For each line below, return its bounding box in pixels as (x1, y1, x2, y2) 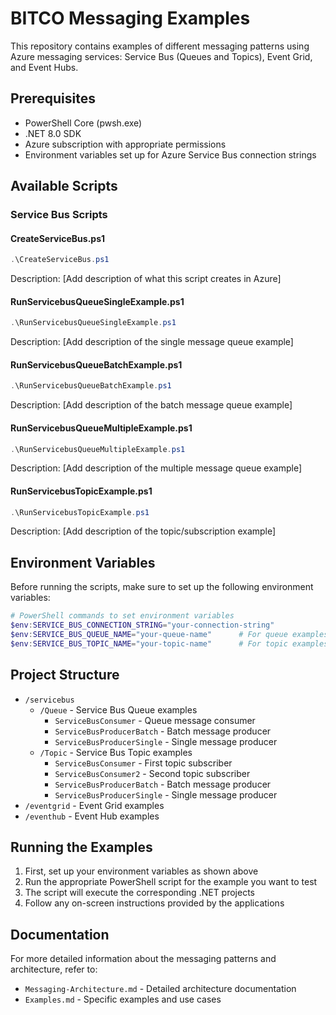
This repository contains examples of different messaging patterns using (10, 40, 310, 52)
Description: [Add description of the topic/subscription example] (10, 525, 277, 537)
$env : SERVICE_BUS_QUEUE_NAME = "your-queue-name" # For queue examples (10, 630, 329, 640)
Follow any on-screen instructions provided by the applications (24, 897, 285, 909)
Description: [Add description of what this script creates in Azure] (10, 273, 282, 285)
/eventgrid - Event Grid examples (24, 799, 165, 811)
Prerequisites (10, 90, 96, 107)
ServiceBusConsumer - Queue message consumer (54, 714, 256, 726)
